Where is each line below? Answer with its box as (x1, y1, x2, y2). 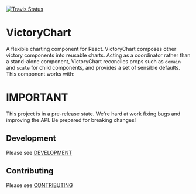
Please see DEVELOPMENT (6, 149, 73, 156)
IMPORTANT (6, 91, 68, 104)
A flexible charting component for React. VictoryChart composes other (6, 45, 177, 52)
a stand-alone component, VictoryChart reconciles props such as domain (6, 57, 181, 64)
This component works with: (6, 70, 75, 77)
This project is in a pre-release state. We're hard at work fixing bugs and (6, 110, 181, 117)
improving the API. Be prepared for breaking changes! (6, 116, 136, 123)
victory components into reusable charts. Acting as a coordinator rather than (6, 52, 191, 59)
